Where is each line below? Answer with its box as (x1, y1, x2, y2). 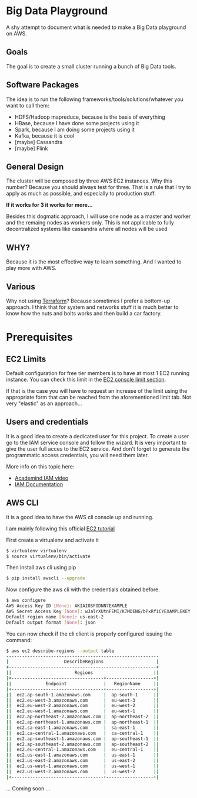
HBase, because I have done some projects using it (14, 119, 139, 126)
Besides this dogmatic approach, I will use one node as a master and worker (6, 213, 191, 220)
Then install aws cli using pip (6, 564, 76, 571)
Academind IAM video (14, 474, 69, 481)
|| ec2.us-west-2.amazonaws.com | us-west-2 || (6, 768, 159, 774)
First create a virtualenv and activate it (6, 536, 99, 543)
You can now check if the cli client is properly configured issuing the (6, 630, 172, 637)
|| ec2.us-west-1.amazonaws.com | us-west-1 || (6, 763, 159, 769)
